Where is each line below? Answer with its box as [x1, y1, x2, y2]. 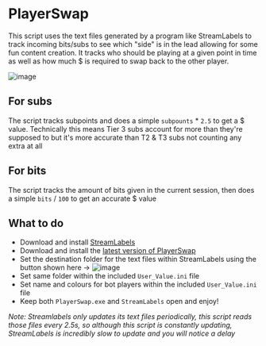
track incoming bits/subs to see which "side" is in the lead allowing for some [8, 39, 258, 48]
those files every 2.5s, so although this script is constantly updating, [8, 321, 233, 330]
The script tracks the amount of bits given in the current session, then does [8, 185, 255, 194]
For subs [8, 94, 52, 108]
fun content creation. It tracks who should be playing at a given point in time [8, 48, 257, 57]
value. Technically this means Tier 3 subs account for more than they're [8, 124, 244, 133]
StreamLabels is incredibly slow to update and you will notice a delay [8, 329, 236, 338]
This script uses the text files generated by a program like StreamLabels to [8, 31, 253, 40]
